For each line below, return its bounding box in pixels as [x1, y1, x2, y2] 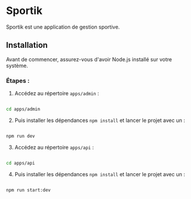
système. [6, 62, 28, 69]
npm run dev [6, 133, 35, 139]
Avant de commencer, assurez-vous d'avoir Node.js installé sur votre [6, 55, 172, 62]
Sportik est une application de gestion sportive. [6, 23, 120, 30]
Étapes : [6, 76, 30, 85]
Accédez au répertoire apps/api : [14, 144, 94, 151]
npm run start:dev [6, 187, 51, 193]
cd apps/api [6, 160, 35, 166]
